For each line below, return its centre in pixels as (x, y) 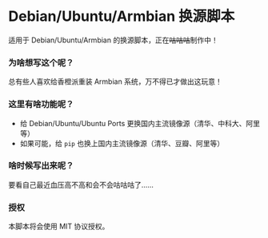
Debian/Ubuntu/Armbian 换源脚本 (122, 16)
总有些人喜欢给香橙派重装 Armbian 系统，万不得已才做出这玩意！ (115, 81)
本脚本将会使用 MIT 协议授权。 (59, 226)
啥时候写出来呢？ (41, 166)
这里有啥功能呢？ (41, 105)
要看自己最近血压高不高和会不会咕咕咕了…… (81, 184)
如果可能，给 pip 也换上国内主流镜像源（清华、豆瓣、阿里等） (122, 143)
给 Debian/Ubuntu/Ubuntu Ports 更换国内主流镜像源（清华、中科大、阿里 (140, 123)
